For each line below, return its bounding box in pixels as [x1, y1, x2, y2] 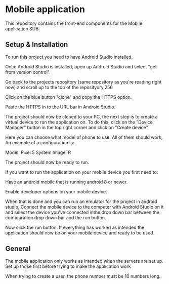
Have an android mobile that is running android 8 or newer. [5, 179, 128, 185]
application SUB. [5, 25, 40, 31]
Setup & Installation [5, 40, 68, 49]
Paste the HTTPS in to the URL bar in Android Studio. [5, 104, 116, 110]
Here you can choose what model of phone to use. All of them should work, [5, 134, 163, 140]
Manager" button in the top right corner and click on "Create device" [5, 124, 148, 130]
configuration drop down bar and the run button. [5, 214, 106, 221]
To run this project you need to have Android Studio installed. [5, 54, 133, 60]
